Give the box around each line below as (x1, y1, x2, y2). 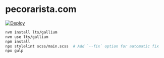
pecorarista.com (5, 3, 77, 15)
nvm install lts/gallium (5, 29, 58, 34)
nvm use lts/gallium (5, 34, 49, 39)
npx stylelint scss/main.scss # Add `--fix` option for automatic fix (5, 43, 159, 48)
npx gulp (5, 48, 24, 53)
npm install (5, 39, 30, 44)
